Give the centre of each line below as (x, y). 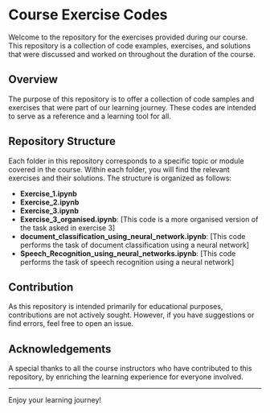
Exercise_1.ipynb (49, 193)
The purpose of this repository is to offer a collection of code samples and (131, 99)
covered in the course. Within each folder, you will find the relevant (119, 169)
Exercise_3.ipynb (49, 210)
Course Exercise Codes (88, 15)
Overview (33, 79)
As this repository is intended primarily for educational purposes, (116, 307)
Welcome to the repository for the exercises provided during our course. (128, 37)
